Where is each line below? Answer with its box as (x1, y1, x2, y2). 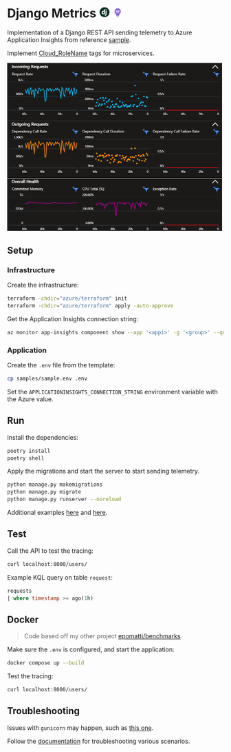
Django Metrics (7, 6, 97, 21)
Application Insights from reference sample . (7, 35, 131, 43)
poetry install (7, 447, 51, 454)
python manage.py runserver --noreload (7, 496, 122, 503)
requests (7, 587, 32, 594)
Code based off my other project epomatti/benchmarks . (23, 632, 183, 640)
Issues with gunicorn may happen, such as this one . (7, 723, 154, 732)
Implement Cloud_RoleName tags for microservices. (7, 49, 155, 57)
